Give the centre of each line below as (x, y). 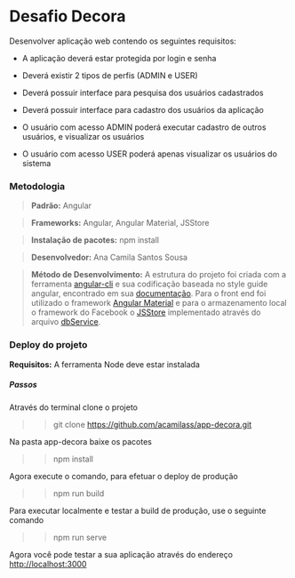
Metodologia (37, 186)
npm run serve (80, 537)
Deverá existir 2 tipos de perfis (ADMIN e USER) (110, 75)
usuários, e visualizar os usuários (83, 136)
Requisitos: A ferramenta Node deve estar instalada (104, 364)
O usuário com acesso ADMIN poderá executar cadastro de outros (144, 127)
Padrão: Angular (61, 205)
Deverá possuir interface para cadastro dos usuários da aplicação (143, 109)
